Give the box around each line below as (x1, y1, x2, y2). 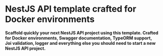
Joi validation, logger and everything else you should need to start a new (5, 40, 156, 46)
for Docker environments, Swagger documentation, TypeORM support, (5, 35, 152, 41)
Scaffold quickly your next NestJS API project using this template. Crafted (5, 30, 159, 36)
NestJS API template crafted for (5, 3, 137, 15)
